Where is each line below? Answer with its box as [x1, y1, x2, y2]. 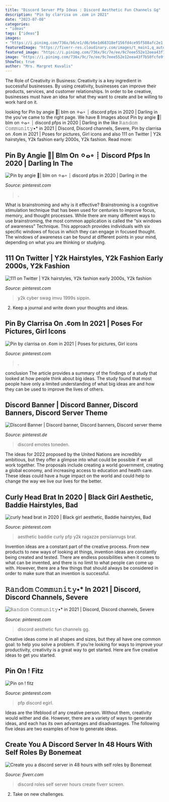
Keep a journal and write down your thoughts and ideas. [12, 304, 129, 311]
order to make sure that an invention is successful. [5, 571, 110, 577]
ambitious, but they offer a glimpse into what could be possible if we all [5, 457, 153, 463]
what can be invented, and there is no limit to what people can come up [5, 559, 153, 566]
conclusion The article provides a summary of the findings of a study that [5, 370, 157, 376]
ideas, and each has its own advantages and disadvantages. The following [5, 720, 160, 726]
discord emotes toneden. [17, 442, 70, 448]
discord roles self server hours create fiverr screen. [17, 781, 125, 787]
